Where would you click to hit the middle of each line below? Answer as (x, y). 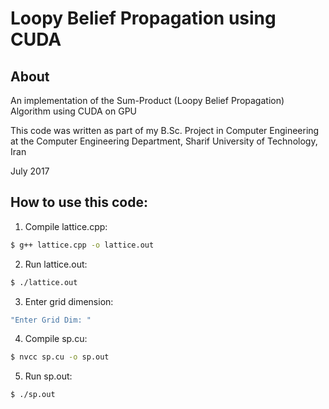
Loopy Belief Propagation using (143, 18)
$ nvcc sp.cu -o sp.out (60, 357)
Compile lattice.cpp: (66, 226)
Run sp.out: (48, 376)
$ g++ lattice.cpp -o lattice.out (82, 245)
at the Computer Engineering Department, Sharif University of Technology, (164, 141)
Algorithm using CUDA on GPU (74, 111)
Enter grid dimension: (69, 301)
